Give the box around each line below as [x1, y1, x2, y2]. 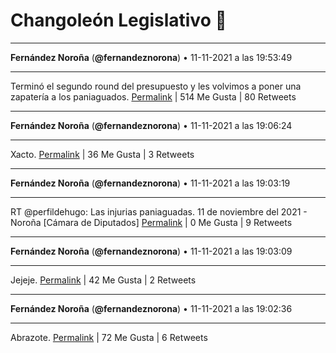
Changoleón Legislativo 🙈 [10, 9, 227, 32]
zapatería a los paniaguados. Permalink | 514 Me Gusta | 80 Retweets [10, 90, 297, 103]
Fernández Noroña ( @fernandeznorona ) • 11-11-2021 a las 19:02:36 [10, 302, 293, 314]
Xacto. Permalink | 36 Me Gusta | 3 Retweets [10, 148, 195, 160]
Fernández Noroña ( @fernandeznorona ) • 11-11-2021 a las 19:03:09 [10, 245, 293, 257]
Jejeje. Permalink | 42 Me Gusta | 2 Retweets [10, 274, 197, 286]
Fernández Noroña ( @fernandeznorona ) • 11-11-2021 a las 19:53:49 [10, 51, 293, 63]
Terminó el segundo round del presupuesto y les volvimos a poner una [10, 80, 302, 92]
